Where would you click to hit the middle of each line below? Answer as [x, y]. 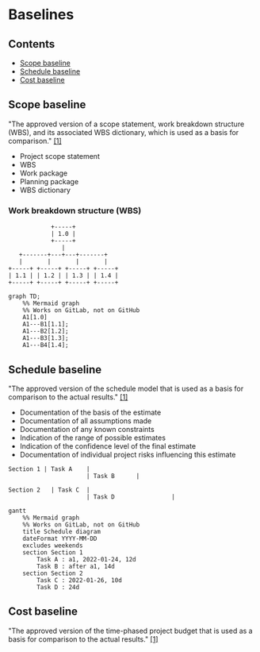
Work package [44, 173]
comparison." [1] [35, 141]
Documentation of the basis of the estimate [90, 412]
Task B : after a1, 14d [76, 566]
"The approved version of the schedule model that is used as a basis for [126, 388]
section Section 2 [53, 573]
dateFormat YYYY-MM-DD [60, 538]
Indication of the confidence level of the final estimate [108, 446]
